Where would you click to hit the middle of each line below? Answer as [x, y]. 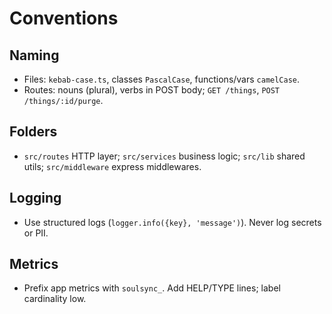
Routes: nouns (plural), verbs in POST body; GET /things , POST [152, 90]
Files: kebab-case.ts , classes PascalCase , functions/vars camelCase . [162, 79]
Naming [34, 55]
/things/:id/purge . [63, 100]
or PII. [36, 233]
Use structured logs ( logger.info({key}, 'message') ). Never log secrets [172, 222]
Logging [35, 198]
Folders [33, 132]
